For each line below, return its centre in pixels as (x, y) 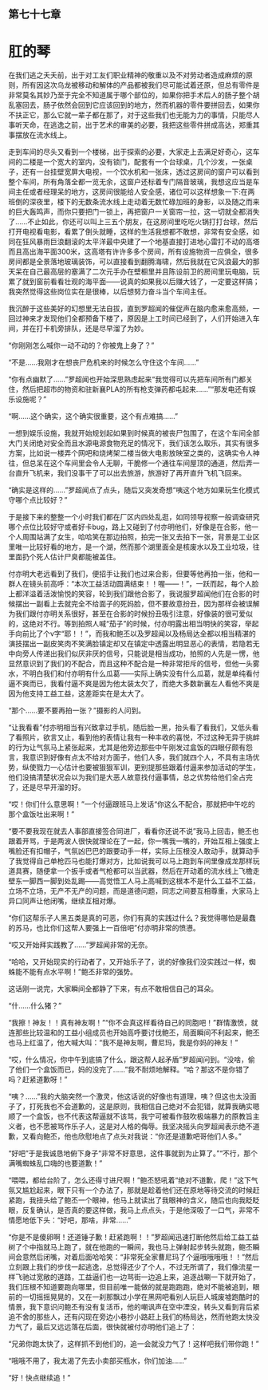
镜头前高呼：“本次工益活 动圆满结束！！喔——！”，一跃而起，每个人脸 (144, 584)
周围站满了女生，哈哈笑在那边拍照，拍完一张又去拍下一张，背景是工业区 (141, 537)
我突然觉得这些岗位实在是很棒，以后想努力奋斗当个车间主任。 (110, 292)
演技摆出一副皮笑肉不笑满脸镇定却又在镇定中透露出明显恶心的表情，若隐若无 (134, 644)
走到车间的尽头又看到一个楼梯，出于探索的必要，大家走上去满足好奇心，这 (130, 152)
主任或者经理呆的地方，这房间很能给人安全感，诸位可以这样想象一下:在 (132, 192)
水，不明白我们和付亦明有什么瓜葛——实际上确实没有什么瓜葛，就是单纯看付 (134, 673)
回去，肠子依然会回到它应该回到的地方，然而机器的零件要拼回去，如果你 (141, 105)
